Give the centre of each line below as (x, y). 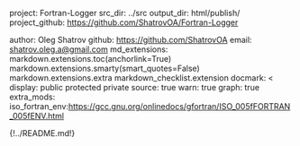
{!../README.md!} (42, 133)
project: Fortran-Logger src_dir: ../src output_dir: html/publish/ (125, 13)
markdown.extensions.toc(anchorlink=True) (91, 59)
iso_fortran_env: (39, 106)
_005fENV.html (37, 116)
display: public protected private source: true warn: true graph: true (134, 87)
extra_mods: (32, 97)
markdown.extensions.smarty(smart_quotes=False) (105, 68)
